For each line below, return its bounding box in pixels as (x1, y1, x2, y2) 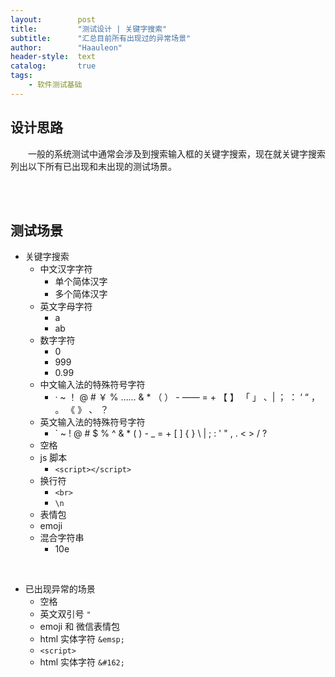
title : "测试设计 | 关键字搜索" (10, 24, 168, 34)
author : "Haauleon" (10, 42, 123, 53)
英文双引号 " (39, 608, 92, 620)
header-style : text (10, 52, 97, 62)
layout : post (10, 14, 97, 25)
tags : (10, 71, 33, 81)
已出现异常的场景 (24, 583, 96, 595)
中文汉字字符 (39, 263, 93, 275)
